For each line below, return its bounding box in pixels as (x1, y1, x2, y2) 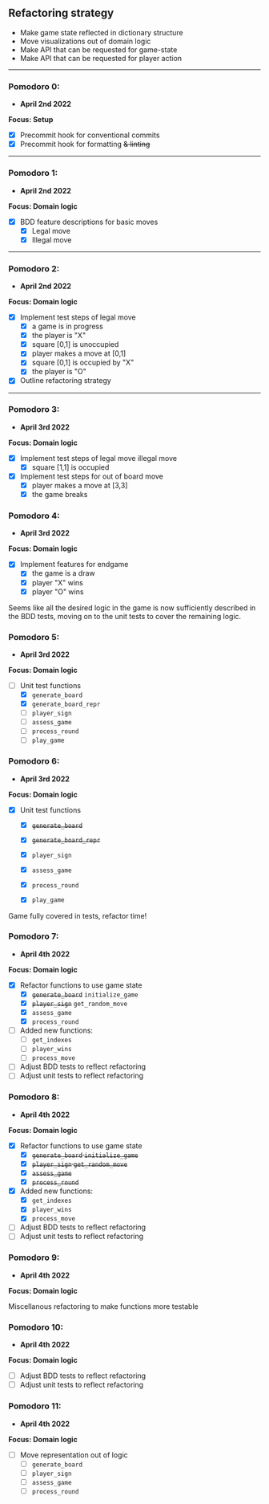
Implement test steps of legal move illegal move (19, 453, 178, 463)
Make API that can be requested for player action (19, 53, 183, 63)
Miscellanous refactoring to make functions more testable (8, 1301, 199, 1311)
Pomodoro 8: (8, 1091, 60, 1103)
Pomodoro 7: (8, 931, 59, 942)
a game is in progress (31, 321, 104, 332)
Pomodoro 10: (8, 1321, 64, 1332)
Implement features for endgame (19, 560, 129, 569)
